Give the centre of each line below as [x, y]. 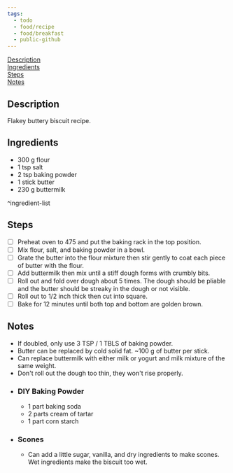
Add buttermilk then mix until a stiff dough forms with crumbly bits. [114, 273]
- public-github [37, 40]
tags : [15, 14]
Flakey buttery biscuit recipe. [49, 120]
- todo [23, 20]
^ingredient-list [29, 203]
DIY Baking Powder [51, 391]
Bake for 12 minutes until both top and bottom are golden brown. [110, 304]
